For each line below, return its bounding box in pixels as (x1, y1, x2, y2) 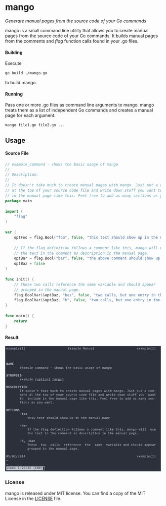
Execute (5, 60, 22, 66)
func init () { (5, 277, 35, 281)
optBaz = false (14, 261, 45, 266)
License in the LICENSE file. (5, 495, 62, 502)
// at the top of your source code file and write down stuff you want (5, 188, 156, 193)
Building (5, 49, 23, 56)
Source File (5, 150, 29, 156)
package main (5, 198, 32, 203)
